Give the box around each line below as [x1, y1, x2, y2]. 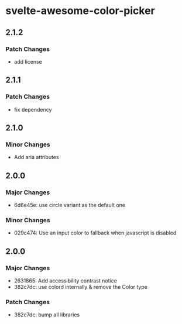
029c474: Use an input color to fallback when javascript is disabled [13, 229, 177, 236]
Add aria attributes [13, 154, 59, 161]
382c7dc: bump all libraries [13, 311, 80, 318]
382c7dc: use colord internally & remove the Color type [13, 283, 147, 290]
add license [13, 58, 42, 65]
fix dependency [13, 106, 52, 113]
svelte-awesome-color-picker [5, 4, 156, 18]
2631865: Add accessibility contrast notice [13, 277, 118, 284]
